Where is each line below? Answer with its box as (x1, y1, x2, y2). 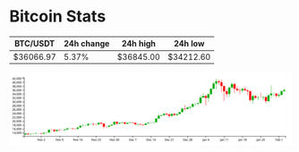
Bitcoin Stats (9, 6, 107, 27)
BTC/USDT (14, 38, 56, 49)
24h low (173, 38, 205, 49)
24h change (64, 38, 110, 49)
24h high (121, 38, 157, 49)
